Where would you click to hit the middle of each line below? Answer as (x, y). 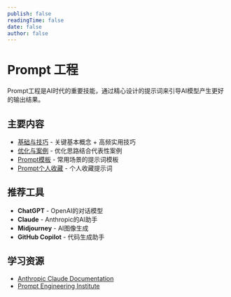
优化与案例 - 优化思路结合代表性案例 (70, 151)
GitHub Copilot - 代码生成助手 (61, 237)
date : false (24, 27)
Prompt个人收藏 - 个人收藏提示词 (65, 168)
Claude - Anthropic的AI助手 (57, 219)
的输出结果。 (26, 99)
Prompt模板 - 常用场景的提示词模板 (68, 159)
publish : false (29, 14)
